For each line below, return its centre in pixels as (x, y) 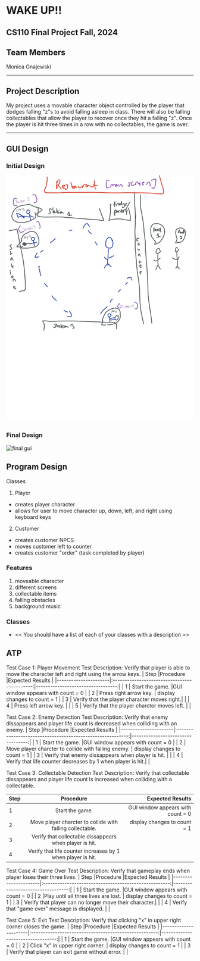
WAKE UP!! (34, 10)
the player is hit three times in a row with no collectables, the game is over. (98, 124)
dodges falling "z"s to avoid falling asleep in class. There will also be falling (98, 112)
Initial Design (26, 165)
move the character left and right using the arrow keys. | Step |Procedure (96, 674)
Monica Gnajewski (29, 67)
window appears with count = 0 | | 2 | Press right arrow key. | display (91, 693)
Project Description (43, 91)
